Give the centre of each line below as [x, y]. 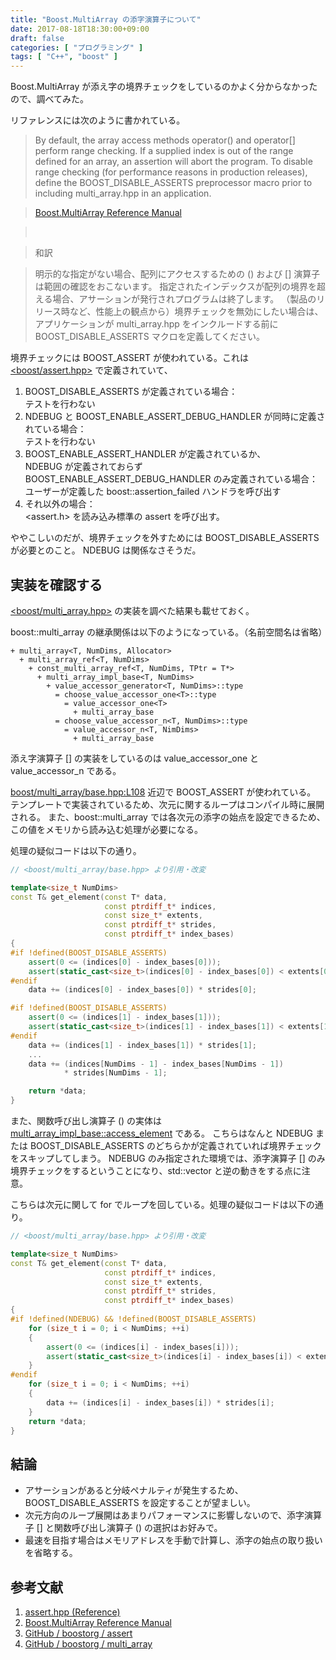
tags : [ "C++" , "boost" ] [64, 57]
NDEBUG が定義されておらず [83, 467]
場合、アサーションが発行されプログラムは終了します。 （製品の [184, 299]
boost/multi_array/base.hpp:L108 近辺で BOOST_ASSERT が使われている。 [163, 792]
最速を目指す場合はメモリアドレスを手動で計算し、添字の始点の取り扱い [173, 1540]
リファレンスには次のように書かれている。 [98, 120]
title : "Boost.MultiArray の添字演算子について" [106, 19]
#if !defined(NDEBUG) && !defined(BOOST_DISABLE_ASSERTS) [133, 1319]
